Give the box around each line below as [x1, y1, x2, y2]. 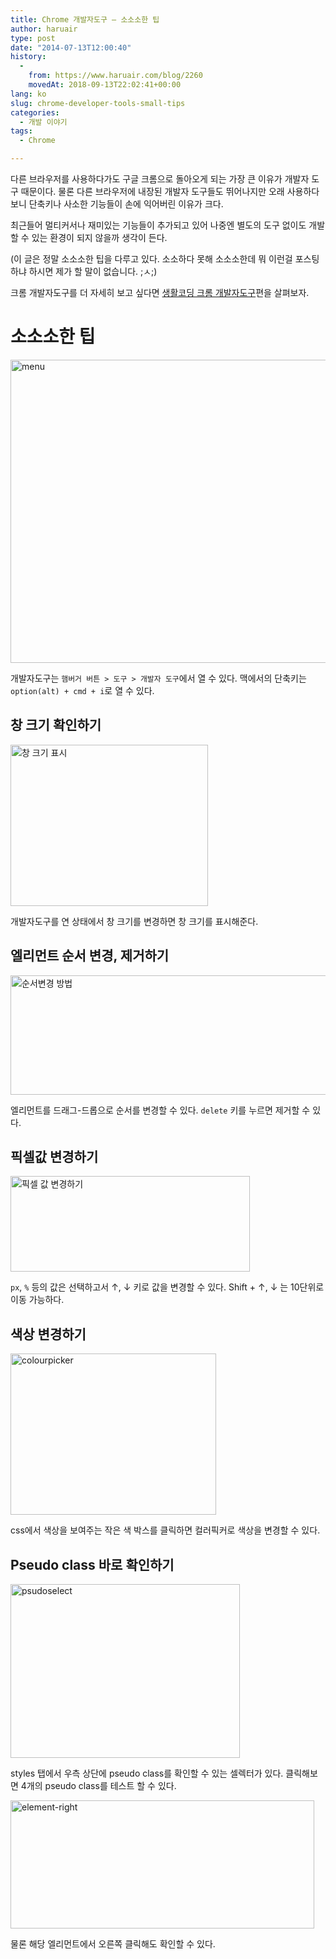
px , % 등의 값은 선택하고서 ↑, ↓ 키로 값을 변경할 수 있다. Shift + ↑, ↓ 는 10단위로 [10, 1281, 325, 1293]
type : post [10, 33, 56, 43]
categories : [10, 107, 60, 118]
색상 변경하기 [10, 1326, 87, 1343]
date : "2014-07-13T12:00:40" [10, 42, 132, 53]
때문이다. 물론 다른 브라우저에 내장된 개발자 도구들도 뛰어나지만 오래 [20, 186, 285, 197]
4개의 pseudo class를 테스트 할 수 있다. [20, 1780, 177, 1791]
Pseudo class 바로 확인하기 [10, 1556, 175, 1573]
